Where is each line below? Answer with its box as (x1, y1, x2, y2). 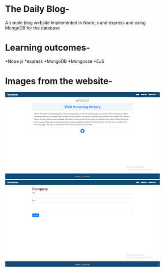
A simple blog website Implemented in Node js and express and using (5, 20, 146, 26)
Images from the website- (5, 76, 113, 87)
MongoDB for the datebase (5, 25, 60, 30)
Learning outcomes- (5, 42, 90, 54)
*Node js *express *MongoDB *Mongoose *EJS (5, 58, 105, 64)
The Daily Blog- (5, 3, 70, 15)
